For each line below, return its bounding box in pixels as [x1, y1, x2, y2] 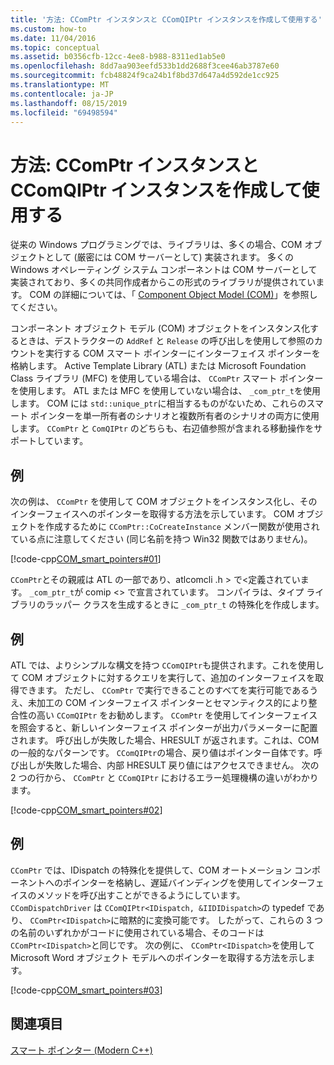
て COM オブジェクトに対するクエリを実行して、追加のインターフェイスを [10, 671, 316, 683]
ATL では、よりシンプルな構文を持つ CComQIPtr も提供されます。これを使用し [10, 659, 325, 671]
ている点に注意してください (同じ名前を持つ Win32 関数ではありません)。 [10, 533, 313, 545]
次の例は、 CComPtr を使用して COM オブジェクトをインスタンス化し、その [10, 496, 318, 508]
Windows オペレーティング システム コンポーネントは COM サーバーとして [10, 264, 318, 276]
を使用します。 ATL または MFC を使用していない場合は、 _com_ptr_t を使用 [10, 385, 322, 397]
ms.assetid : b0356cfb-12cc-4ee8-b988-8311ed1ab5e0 [10, 52, 226, 62]
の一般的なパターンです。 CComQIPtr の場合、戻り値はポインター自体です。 [10, 746, 314, 758]
